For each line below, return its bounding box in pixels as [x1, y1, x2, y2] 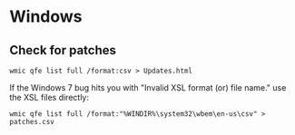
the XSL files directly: [9, 92, 89, 102]
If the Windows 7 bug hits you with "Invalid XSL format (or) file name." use [9, 82, 287, 92]
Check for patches [9, 43, 116, 58]
